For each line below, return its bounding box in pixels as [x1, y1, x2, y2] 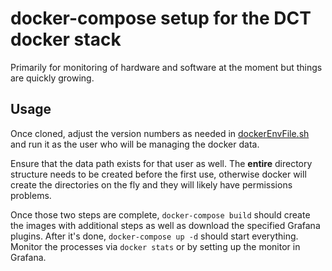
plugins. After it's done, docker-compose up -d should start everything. [10, 230, 299, 242]
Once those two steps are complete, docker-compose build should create [10, 208, 311, 221]
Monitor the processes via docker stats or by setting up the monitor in [10, 240, 301, 252]
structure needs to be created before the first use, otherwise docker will [10, 168, 307, 180]
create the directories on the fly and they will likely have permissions [10, 178, 293, 191]
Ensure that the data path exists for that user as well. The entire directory [10, 157, 313, 169]
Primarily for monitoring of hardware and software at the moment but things [10, 61, 323, 73]
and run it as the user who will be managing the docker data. [10, 138, 260, 150]
